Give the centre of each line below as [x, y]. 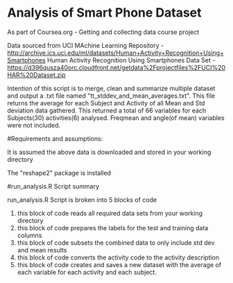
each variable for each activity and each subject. [87, 272]
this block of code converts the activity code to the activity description [118, 257]
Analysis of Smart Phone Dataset [105, 13]
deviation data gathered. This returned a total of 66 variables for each [107, 110]
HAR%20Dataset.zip [36, 75]
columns [29, 235]
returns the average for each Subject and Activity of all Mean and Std [106, 103]
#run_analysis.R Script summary [53, 186]
